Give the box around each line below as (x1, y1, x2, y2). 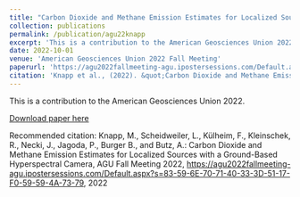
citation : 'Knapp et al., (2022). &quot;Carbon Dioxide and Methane (9, 71, 270, 80)
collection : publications (9, 21, 105, 30)
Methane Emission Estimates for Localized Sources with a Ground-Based (9, 149, 279, 160)
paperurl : (9, 63, 46, 72)
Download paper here (9, 112, 89, 123)
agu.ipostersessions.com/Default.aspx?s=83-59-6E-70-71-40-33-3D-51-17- (9, 168, 290, 178)
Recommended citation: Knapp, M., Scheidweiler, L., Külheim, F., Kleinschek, (9, 130, 291, 141)
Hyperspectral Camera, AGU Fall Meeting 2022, (9, 158, 185, 169)
